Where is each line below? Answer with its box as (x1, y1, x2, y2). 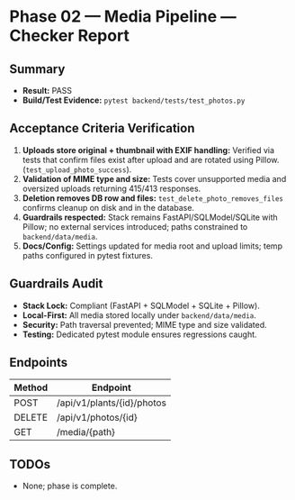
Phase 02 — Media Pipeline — (9, 6, 237, 27)
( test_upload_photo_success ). (22, 164, 132, 175)
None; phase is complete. (22, 480, 118, 492)
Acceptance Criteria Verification (9, 121, 195, 136)
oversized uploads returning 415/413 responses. (22, 183, 201, 194)
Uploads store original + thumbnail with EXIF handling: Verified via (22, 144, 275, 155)
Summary (9, 61, 66, 77)
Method (13, 381, 49, 394)
